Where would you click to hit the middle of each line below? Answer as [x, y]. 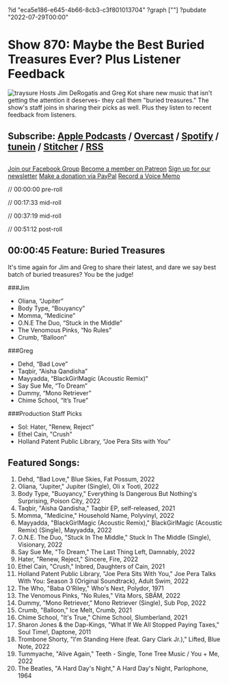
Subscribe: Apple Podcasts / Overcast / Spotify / [113, 136]
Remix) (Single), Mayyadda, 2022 [65, 530]
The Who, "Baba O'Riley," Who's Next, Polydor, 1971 [91, 588]
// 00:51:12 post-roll [35, 229]
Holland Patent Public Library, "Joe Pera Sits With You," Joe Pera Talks [117, 574]
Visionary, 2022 [40, 545]
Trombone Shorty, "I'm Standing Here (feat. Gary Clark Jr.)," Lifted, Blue [119, 639]
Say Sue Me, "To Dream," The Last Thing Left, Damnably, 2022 [106, 552]
